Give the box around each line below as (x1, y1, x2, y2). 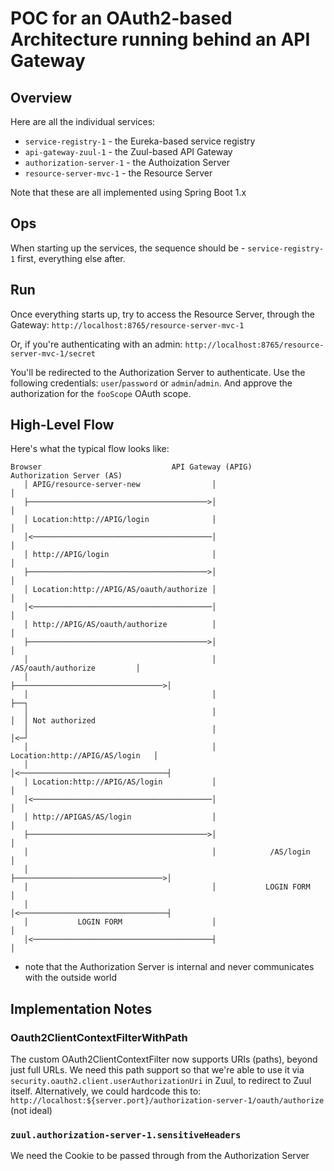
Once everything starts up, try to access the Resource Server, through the (10, 308, 315, 320)
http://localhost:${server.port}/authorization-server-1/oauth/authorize (10, 1096, 325, 1106)
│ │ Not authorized (10, 716, 97, 726)
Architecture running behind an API (10, 28, 311, 51)
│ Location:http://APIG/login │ (23, 515, 217, 525)
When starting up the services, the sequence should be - (10, 242, 246, 254)
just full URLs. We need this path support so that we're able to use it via (10, 1064, 305, 1076)
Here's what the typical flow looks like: (10, 443, 170, 455)
